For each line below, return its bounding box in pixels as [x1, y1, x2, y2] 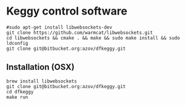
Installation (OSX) [6, 62, 75, 72]
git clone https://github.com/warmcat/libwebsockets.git [6, 29, 153, 36]
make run [6, 94, 28, 100]
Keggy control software [6, 4, 128, 18]
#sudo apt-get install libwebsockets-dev [6, 24, 113, 30]
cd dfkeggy [6, 89, 34, 95]
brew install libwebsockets [6, 78, 78, 84]
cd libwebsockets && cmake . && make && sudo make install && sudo [6, 35, 181, 41]
